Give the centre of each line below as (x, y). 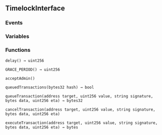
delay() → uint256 (25, 60)
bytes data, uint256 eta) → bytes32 (44, 100)
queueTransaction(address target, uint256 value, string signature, (79, 96)
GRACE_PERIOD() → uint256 (33, 70)
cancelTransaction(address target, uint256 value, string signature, (80, 109)
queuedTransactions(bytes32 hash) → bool (50, 87)
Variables (17, 37)
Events (14, 23)
